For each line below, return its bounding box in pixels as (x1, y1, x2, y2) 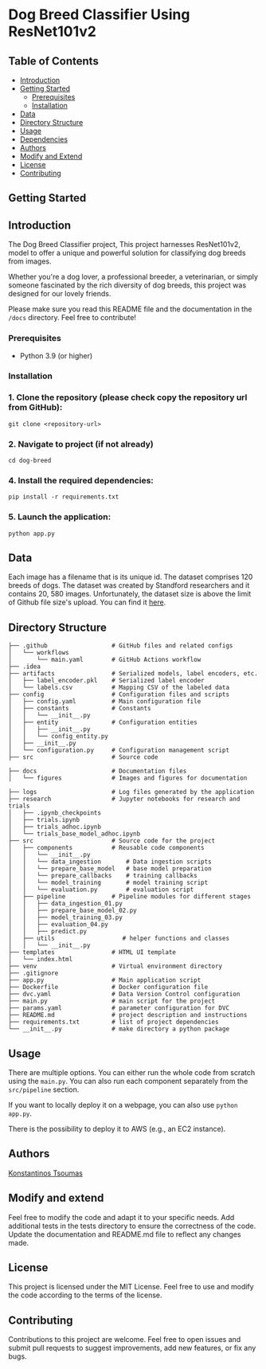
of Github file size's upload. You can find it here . (8, 597, 166, 607)
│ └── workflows (8, 649, 69, 657)
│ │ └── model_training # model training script (8, 878, 209, 887)
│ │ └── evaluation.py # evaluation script (8, 886, 194, 894)
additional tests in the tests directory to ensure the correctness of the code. (8, 1221, 256, 1230)
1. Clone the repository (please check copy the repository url (8, 392, 248, 403)
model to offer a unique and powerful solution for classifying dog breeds (8, 248, 246, 258)
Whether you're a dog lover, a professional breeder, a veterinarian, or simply (8, 272, 259, 282)
